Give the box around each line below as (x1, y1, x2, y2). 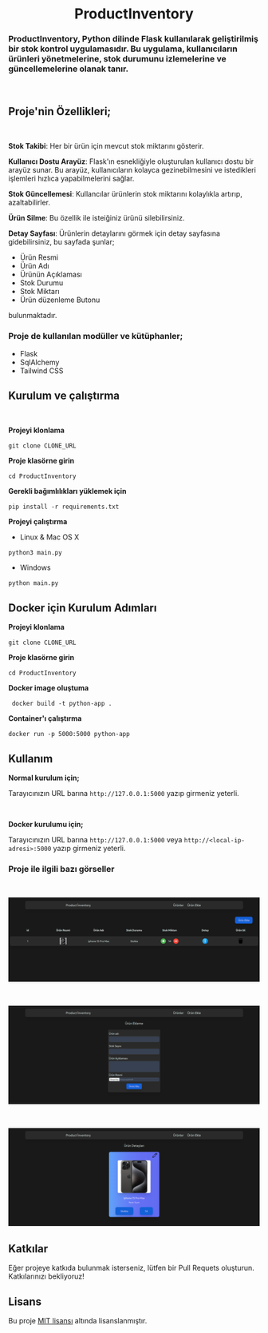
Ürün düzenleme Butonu (19, 295, 100, 304)
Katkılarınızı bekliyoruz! (8, 1271, 85, 1281)
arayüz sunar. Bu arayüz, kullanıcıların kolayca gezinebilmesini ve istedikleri (8, 165, 257, 175)
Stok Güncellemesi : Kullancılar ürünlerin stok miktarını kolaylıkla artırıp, (8, 189, 243, 199)
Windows (19, 563, 51, 572)
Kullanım (8, 752, 53, 766)
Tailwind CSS (19, 365, 64, 376)
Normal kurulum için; (8, 773, 80, 783)
